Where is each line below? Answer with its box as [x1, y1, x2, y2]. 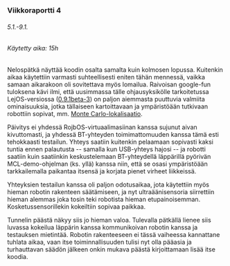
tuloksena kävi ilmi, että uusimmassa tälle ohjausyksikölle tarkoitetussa [7, 87, 209, 95]
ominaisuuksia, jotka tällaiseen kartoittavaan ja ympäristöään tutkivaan [7, 102, 209, 111]
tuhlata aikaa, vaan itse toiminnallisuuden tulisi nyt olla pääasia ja [7, 238, 192, 246]
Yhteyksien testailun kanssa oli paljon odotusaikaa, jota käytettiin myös [7, 180, 210, 189]
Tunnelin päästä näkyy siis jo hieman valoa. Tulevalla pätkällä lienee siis [7, 216, 211, 224]
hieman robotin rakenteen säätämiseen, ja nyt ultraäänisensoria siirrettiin [7, 187, 215, 196]
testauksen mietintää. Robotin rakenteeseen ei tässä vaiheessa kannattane [7, 230, 220, 238]
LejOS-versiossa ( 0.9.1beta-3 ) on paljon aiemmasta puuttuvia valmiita [7, 95, 206, 103]
